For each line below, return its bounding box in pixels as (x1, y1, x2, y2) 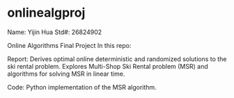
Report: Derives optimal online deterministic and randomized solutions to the (7, 54, 227, 63)
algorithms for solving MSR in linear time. (7, 70, 125, 78)
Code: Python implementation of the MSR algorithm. (7, 83, 157, 91)
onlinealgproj (7, 5, 86, 21)
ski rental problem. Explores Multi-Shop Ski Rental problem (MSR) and (7, 62, 209, 70)
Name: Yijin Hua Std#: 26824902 (7, 28, 102, 36)
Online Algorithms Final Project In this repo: (7, 41, 132, 49)
